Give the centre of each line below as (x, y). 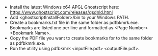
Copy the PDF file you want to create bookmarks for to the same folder (81, 38)
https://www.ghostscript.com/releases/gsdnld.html (61, 12)
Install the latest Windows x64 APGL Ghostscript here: (65, 7)
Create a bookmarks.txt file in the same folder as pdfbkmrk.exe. (74, 22)
